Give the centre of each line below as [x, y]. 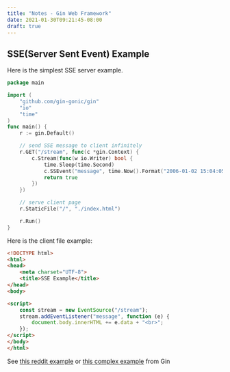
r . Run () [30, 221]
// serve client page [50, 202]
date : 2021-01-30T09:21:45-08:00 [55, 20]
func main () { [27, 127]
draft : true [24, 26]
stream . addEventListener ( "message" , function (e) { [94, 316]
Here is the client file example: [50, 241]
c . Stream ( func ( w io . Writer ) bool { [82, 158]
